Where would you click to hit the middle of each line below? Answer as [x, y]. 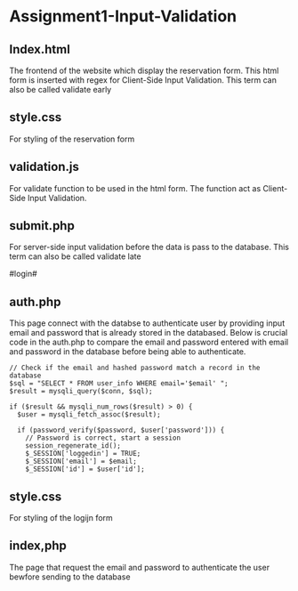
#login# [23, 274]
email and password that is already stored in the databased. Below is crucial [149, 333]
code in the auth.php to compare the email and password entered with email [149, 342]
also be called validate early [60, 89]
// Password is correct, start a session [103, 438]
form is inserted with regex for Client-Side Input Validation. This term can [143, 80]
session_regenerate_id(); [73, 446]
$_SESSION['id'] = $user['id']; [85, 469]
